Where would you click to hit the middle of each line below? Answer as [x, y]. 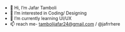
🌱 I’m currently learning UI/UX [41, 18]
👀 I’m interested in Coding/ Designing [48, 13]
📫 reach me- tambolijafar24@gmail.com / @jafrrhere [65, 24]
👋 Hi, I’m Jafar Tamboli [33, 8]
